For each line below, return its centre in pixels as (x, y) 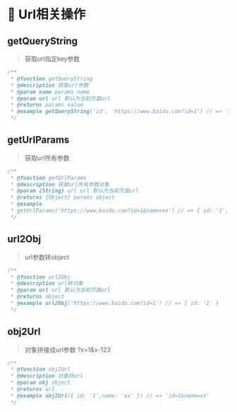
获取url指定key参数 (52, 59)
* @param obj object (41, 383)
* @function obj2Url (41, 370)
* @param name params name (50, 92)
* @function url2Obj (41, 277)
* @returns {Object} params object (62, 198)
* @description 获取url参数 (49, 85)
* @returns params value (47, 105)
